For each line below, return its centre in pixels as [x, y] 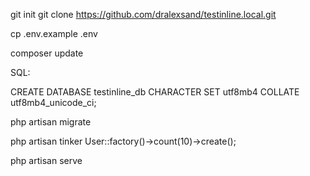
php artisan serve [46, 160]
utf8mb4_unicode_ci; [53, 102]
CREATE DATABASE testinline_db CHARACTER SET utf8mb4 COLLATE [155, 92]
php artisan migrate [51, 122]
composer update [47, 53]
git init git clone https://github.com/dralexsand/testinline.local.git [143, 14]
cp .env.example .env [54, 33]
